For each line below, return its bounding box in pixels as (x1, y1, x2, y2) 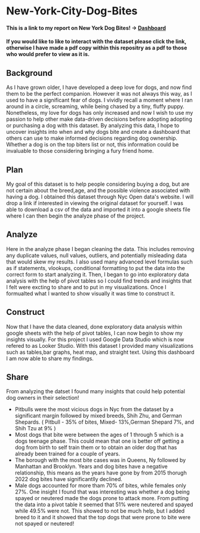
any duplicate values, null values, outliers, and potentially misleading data (6, 252, 187, 259)
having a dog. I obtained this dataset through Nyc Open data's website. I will (6, 193, 194, 200)
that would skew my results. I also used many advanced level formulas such (6, 258, 193, 265)
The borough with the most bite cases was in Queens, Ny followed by (14, 457, 186, 464)
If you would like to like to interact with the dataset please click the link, (6, 38, 187, 45)
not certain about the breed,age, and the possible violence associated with (6, 187, 190, 194)
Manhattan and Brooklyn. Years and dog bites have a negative (14, 463, 168, 470)
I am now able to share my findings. (6, 354, 94, 362)
